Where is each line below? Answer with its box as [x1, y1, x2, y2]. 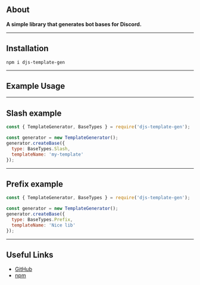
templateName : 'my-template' [11, 151, 84, 157]
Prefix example [6, 179, 64, 189]
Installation [6, 44, 49, 54]
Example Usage [6, 81, 65, 91]
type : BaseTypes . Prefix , [11, 216, 73, 222]
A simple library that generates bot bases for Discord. [6, 20, 142, 27]
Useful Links [6, 250, 54, 260]
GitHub [14, 265, 33, 273]
